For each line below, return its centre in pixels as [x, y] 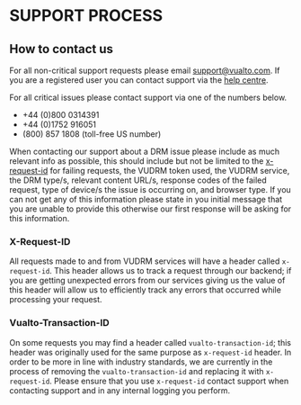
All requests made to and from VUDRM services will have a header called [145, 261]
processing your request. [56, 300]
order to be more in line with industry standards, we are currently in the [141, 362]
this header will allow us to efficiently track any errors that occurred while [145, 290]
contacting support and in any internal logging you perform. [120, 390]
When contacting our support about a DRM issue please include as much [145, 151]
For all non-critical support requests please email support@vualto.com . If [145, 70]
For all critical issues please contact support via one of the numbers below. [148, 97]
